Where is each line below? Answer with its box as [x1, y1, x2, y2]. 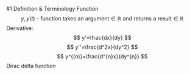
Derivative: [6, 25, 33, 32]
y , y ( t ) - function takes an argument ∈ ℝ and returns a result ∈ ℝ [21, 15, 184, 22]
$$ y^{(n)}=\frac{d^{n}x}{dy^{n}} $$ [57, 53, 148, 60]
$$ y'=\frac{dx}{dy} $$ [73, 34, 132, 41]
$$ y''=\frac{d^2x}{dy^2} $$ [66, 43, 138, 51]
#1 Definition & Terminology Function [6, 5, 99, 12]
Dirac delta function [6, 63, 56, 69]
